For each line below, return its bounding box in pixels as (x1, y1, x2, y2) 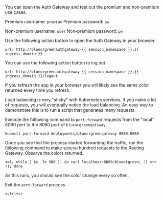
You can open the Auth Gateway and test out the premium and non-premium (5, 4, 160, 10)
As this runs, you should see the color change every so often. (5, 173, 129, 178)
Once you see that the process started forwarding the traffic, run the (5, 140, 143, 145)
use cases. (5, 9, 27, 15)
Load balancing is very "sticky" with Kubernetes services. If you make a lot (5, 97, 156, 102)
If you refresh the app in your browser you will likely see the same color (5, 82, 149, 88)
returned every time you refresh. (5, 87, 71, 93)
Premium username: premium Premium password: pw (5, 19, 109, 24)
